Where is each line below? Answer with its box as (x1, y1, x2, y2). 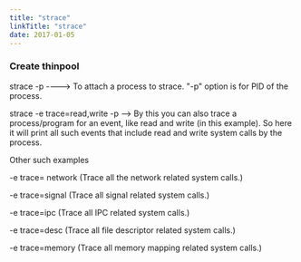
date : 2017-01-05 (9, 30, 75, 39)
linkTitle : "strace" (9, 22, 88, 31)
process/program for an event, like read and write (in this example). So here (9, 117, 293, 128)
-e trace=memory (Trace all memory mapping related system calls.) (9, 242, 263, 253)
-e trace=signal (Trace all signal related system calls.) (9, 189, 210, 200)
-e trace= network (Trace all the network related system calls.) (9, 171, 243, 182)
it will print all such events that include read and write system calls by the (9, 127, 283, 138)
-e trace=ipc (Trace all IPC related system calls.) (9, 207, 190, 218)
